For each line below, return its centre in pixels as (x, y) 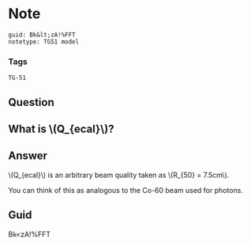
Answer (28, 156)
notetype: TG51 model (44, 41)
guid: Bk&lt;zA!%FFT (42, 35)
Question (31, 102)
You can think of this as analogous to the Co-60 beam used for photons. (126, 190)
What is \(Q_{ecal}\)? (61, 129)
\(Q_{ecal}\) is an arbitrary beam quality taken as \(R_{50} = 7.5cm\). (119, 175)
